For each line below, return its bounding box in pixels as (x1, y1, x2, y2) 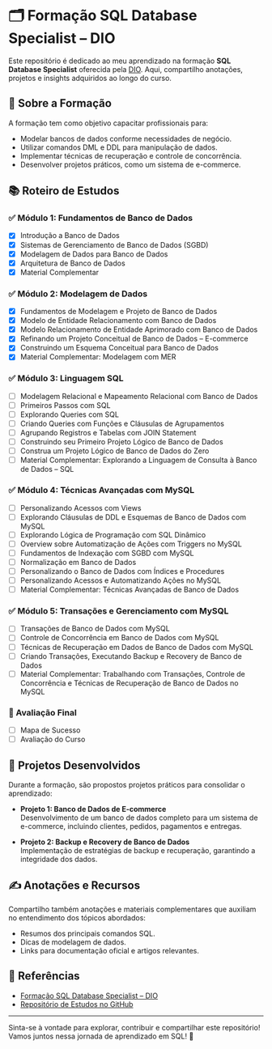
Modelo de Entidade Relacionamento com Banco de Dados (19, 316, 217, 325)
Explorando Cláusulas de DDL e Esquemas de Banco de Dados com (19, 512, 247, 522)
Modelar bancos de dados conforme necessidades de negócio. (19, 134, 232, 143)
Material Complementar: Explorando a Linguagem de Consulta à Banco (19, 455, 257, 465)
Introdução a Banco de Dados (19, 231, 120, 240)
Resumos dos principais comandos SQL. (19, 928, 155, 938)
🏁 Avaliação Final (8, 707, 77, 718)
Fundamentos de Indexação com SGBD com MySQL (19, 548, 194, 558)
